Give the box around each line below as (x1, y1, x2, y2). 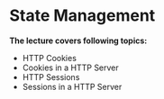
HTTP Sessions (22, 71, 80, 82)
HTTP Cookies (22, 52, 77, 63)
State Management (9, 5, 156, 26)
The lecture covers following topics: (9, 35, 148, 46)
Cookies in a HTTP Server (22, 62, 119, 73)
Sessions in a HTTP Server (22, 81, 123, 92)
